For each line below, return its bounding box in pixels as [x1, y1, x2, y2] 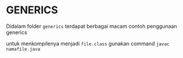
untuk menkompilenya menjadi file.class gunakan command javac [6, 40, 170, 47]
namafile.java [6, 46, 41, 52]
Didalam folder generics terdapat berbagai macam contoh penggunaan [6, 23, 177, 30]
